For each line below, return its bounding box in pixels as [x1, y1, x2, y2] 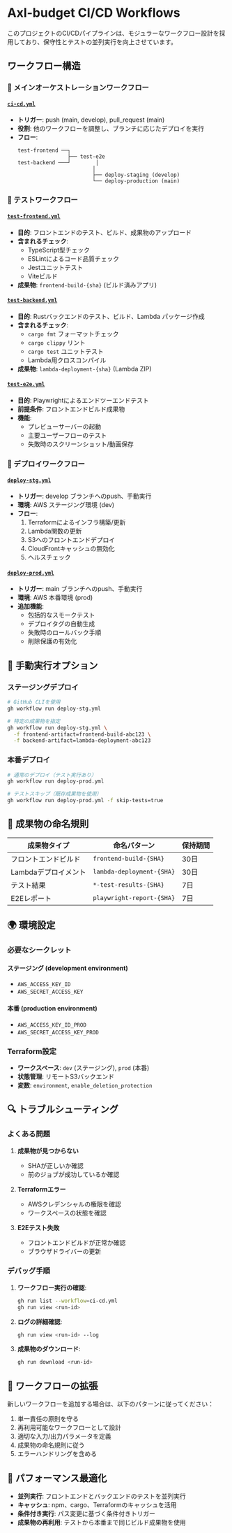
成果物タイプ [27, 841, 70, 850]
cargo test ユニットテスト [27, 347, 105, 355]
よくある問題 [7, 1129, 51, 1139]
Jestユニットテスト [27, 263, 84, 271]
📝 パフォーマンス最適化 [7, 1472, 107, 1484]
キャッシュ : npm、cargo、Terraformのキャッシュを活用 [17, 1500, 177, 1509]
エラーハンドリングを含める [17, 1450, 98, 1458]
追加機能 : [17, 602, 44, 611]
